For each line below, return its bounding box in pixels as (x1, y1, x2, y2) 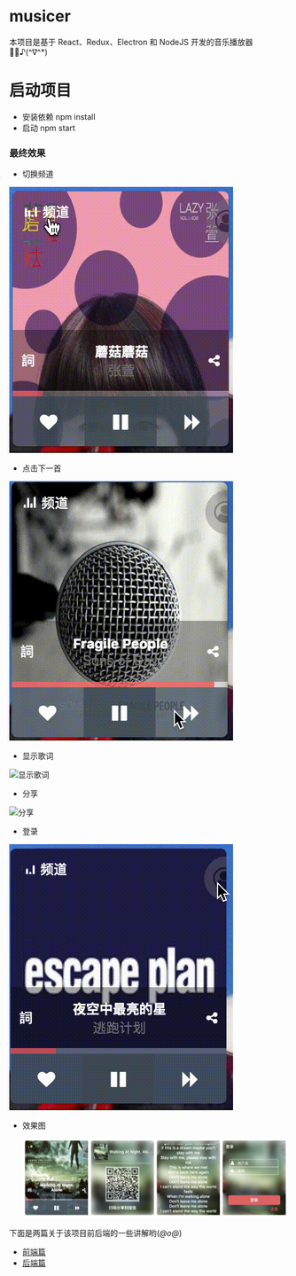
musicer (9, 6, 71, 27)
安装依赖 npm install (21, 111, 96, 121)
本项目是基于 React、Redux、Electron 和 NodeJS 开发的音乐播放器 (9, 36, 253, 47)
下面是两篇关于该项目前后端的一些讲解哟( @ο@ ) (9, 1227, 183, 1238)
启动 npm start (21, 122, 75, 133)
